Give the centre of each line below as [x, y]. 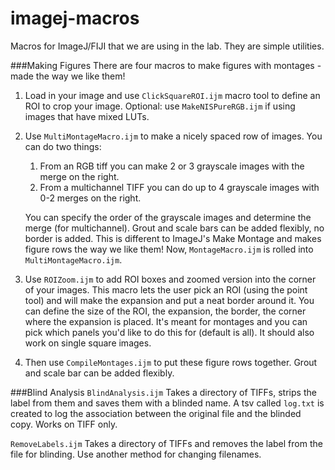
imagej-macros [75, 18]
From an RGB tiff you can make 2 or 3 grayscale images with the [172, 166]
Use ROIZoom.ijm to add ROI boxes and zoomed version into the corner [170, 279]
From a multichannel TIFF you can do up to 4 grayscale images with [179, 187]
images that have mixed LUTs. [87, 116]
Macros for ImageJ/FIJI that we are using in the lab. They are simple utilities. [167, 46]
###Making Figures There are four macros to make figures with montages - [166, 65]
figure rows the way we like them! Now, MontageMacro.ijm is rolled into [169, 249]
